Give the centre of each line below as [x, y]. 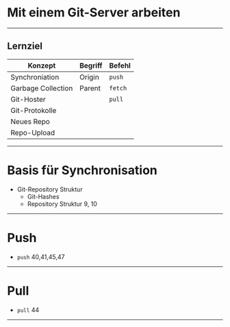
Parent [90, 88]
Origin [89, 77]
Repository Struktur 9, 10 [62, 204]
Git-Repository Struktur [50, 189]
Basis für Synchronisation [82, 170]
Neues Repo [30, 121]
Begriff [91, 65]
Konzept [42, 65]
